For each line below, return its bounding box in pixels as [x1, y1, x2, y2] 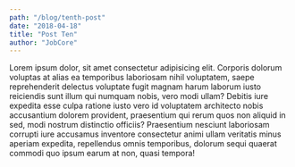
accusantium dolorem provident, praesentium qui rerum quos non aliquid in [9, 110, 286, 121]
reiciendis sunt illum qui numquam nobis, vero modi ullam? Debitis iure [9, 91, 269, 102]
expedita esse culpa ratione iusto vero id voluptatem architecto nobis [9, 100, 264, 112]
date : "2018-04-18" [9, 21, 82, 30]
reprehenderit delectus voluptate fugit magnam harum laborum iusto [9, 81, 262, 92]
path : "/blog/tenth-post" [9, 13, 105, 22]
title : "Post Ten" [9, 29, 78, 38]
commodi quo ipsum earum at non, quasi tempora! [9, 148, 195, 159]
